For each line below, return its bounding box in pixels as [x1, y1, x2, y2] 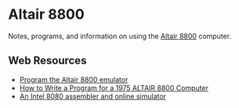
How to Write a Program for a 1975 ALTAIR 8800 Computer [19, 83, 209, 92]
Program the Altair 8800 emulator [19, 74, 129, 84]
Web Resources [8, 54, 87, 67]
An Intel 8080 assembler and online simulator [19, 92, 167, 101]
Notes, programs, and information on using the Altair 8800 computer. [8, 31, 232, 41]
